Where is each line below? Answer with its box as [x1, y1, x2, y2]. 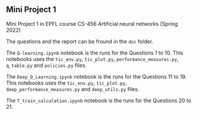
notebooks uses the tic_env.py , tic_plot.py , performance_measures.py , [6, 55, 179, 62]
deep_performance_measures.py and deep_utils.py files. [6, 85, 139, 93]
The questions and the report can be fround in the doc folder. [6, 38, 153, 45]
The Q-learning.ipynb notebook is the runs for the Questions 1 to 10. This [6, 49, 183, 56]
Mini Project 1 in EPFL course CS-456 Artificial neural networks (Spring [6, 20, 178, 27]
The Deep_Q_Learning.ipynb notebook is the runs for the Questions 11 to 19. [6, 73, 187, 80]
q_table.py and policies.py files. [6, 62, 87, 69]
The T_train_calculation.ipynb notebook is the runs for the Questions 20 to [6, 97, 192, 104]
